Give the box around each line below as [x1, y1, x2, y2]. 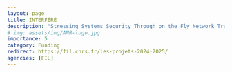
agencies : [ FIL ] [7, 55, 54, 62]
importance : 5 [7, 36, 48, 43]
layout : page [7, 10, 45, 17]
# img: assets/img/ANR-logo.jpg [7, 29, 100, 36]
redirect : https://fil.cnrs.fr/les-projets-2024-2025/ [7, 49, 168, 56]
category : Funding [7, 42, 60, 49]
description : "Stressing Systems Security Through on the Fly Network [7, 23, 215, 29]
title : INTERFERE [7, 16, 57, 23]
